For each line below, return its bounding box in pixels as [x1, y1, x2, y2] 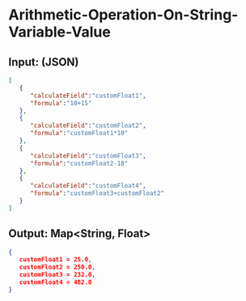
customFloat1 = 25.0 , [19, 256, 92, 264]
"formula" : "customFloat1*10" [29, 129, 129, 138]
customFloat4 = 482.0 [19, 278, 92, 286]
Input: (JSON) [8, 55, 79, 69]
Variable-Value [8, 23, 111, 41]
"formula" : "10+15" [29, 99, 92, 107]
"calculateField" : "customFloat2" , [29, 121, 147, 130]
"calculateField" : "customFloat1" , [29, 91, 147, 100]
